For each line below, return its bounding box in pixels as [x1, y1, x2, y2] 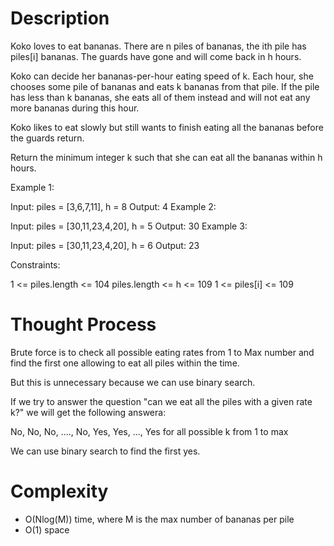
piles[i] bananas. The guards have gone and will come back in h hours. [10, 50, 302, 62]
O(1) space [24, 523, 70, 536]
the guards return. [10, 132, 85, 144]
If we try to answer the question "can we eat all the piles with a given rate [10, 395, 313, 407]
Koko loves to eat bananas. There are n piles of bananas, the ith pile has [10, 40, 307, 52]
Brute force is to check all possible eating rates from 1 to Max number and [10, 346, 315, 358]
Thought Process [10, 313, 157, 336]
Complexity [10, 480, 109, 503]
